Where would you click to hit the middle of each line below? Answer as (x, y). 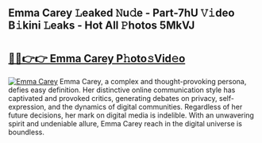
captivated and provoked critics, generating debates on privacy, (113, 98)
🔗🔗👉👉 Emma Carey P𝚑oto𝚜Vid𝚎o (97, 58)
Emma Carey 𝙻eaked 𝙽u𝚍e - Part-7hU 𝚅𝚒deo (121, 13)
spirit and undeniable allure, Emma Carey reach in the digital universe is (125, 124)
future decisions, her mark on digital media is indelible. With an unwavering (131, 115)
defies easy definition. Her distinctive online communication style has (122, 90)
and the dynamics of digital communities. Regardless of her (145, 107)
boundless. (27, 132)
